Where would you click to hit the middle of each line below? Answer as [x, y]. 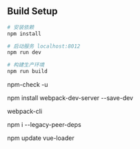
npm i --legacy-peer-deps [44, 125]
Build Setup [32, 11]
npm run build [28, 72]
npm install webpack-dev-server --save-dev [70, 98]
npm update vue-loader [41, 138]
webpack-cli [25, 111]
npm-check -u [28, 85]
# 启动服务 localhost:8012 [44, 46]
